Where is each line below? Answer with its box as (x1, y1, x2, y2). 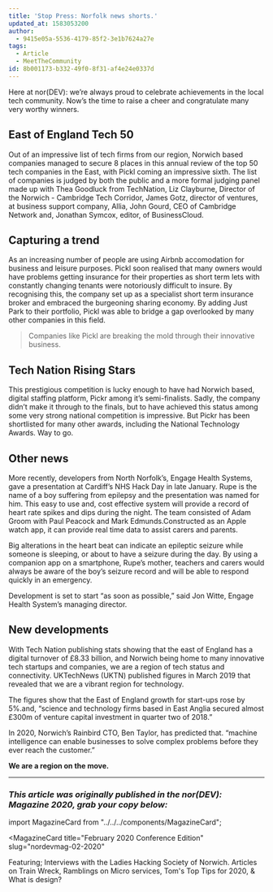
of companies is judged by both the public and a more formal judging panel (8, 175, 260, 185)
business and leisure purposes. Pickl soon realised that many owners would (8, 263, 262, 273)
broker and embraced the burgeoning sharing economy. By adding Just (8, 298, 248, 308)
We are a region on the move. (8, 760, 110, 770)
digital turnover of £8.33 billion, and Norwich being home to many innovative (8, 653, 265, 663)
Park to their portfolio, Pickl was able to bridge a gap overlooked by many (8, 306, 254, 317)
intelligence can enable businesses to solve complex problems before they (8, 736, 258, 746)
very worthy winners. (8, 104, 80, 114)
